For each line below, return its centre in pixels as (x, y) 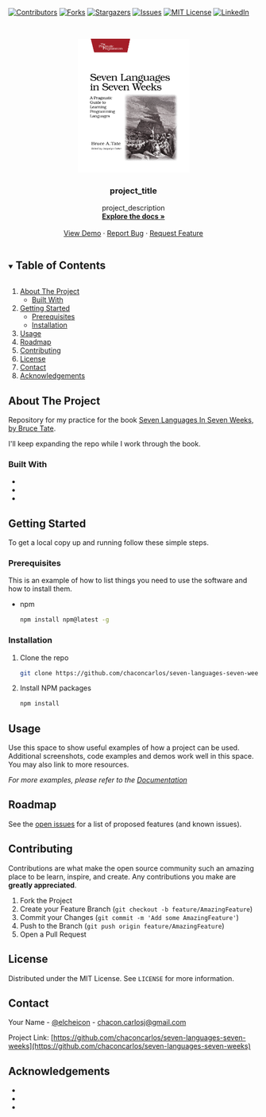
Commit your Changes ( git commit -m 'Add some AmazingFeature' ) (129, 917)
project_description (133, 208)
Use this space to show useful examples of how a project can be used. (124, 748)
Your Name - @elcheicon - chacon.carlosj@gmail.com (97, 1022)
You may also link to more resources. (69, 765)
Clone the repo (44, 657)
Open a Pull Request (53, 934)
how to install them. (40, 589)
